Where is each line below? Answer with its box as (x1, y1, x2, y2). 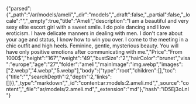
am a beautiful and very (131, 18, 189, 24)
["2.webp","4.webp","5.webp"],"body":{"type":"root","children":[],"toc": (6, 67, 177, 74)
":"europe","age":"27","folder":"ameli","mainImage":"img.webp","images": (6, 61, 183, 68)
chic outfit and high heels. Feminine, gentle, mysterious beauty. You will (6, 42, 179, 49)
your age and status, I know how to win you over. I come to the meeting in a (6, 36, 188, 43)
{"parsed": (6, 5, 32, 12)
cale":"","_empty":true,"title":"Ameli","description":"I (6, 18, 130, 24)
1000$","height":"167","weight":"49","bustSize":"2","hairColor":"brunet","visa (6, 55, 191, 61)
